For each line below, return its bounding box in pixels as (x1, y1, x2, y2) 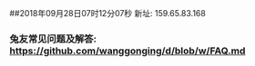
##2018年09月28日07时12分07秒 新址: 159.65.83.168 (9, 8, 207, 18)
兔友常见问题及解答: (9, 33, 97, 45)
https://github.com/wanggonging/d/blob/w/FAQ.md (9, 44, 246, 57)
